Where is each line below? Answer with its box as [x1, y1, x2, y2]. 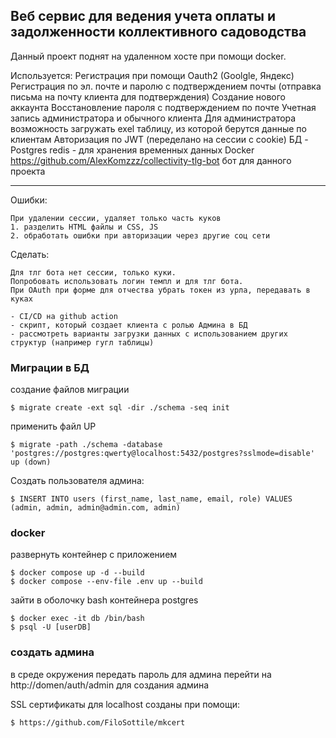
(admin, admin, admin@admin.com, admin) [10, 503, 182, 513]
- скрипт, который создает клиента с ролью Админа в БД [10, 320, 248, 330]
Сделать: [10, 248, 50, 260]
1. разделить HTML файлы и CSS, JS [10, 222, 159, 232]
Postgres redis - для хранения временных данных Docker [10, 144, 255, 156]
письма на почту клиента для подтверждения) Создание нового [10, 90, 286, 103]
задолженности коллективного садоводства [10, 24, 307, 41]
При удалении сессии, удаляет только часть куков [10, 213, 222, 223]
